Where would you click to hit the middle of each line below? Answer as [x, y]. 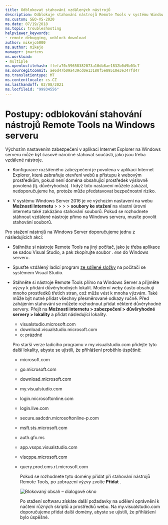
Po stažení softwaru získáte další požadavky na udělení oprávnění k [89, 501]
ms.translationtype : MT [30, 75]
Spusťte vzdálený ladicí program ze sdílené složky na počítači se [79, 267]
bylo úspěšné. [34, 517]
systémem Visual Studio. [38, 273]
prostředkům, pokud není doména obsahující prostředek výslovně [80, 180]
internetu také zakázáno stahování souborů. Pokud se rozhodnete [80, 212]
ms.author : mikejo [24, 47]
